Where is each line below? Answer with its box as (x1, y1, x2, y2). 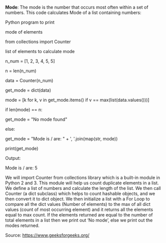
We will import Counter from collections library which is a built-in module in (5, 175, 160, 180)
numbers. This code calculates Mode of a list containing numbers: (5, 10, 141, 16)
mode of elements (5, 29, 43, 35)
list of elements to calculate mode (5, 49, 75, 54)
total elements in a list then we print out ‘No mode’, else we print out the (5, 217, 153, 223)
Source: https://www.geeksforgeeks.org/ (5, 232, 89, 238)
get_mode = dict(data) (5, 87, 51, 93)
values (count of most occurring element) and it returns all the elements (5, 206, 153, 212)
